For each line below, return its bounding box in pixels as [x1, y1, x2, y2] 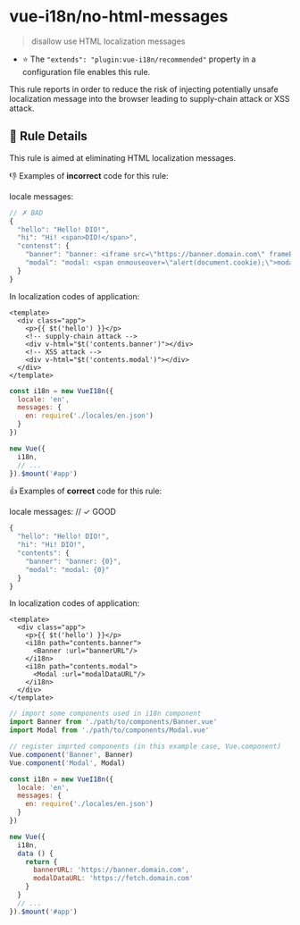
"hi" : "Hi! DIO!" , [17, 541, 87, 550]
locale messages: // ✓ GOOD [9, 507, 116, 517]
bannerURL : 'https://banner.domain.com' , [32, 865, 190, 875]
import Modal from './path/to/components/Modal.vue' [9, 726, 210, 735]
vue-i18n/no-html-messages [9, 6, 229, 27]
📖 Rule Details [9, 129, 87, 144]
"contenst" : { [17, 241, 70, 251]
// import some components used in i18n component [9, 709, 202, 719]
